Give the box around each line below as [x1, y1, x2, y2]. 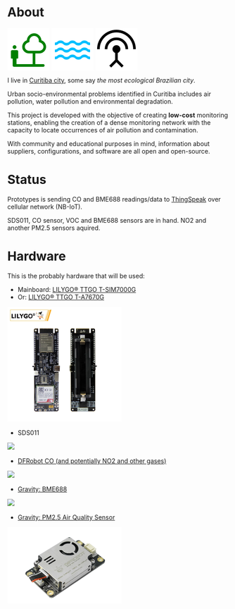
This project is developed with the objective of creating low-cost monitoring [7, 111, 229, 119]
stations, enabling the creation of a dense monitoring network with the [7, 118, 211, 127]
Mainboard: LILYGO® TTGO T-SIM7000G [17, 285, 136, 293]
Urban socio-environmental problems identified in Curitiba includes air [7, 90, 212, 98]
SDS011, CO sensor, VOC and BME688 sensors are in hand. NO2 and [7, 216, 207, 224]
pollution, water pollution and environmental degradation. [7, 97, 174, 106]
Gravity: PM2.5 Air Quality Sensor [17, 512, 115, 522]
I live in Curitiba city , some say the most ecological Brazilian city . [7, 75, 196, 85]
